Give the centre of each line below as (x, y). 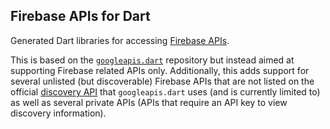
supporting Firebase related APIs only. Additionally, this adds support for (160, 70)
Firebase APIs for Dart (80, 16)
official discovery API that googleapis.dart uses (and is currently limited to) (165, 91)
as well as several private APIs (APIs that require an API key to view (149, 102)
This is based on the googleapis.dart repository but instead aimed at (152, 60)
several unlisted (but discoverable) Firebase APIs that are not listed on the (162, 81)
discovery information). (58, 113)
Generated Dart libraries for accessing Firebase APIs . (120, 40)
